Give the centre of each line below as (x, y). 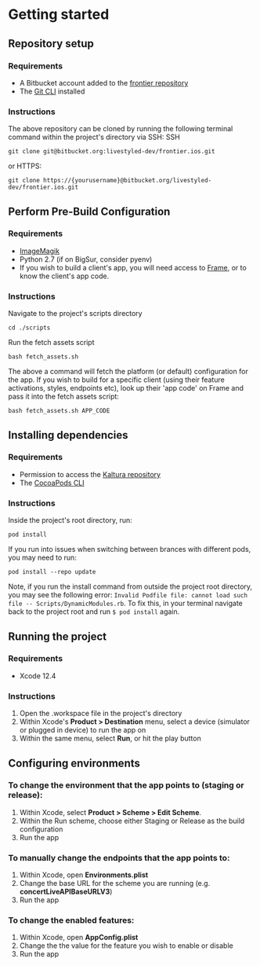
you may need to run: (42, 558)
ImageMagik (40, 251)
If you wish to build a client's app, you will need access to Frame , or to (133, 267)
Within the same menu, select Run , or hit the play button (110, 738)
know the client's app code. (64, 276)
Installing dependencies (68, 435)
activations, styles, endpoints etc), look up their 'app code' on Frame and (126, 388)
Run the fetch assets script (51, 343)
